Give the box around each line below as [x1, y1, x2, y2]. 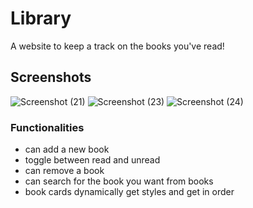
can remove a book [24, 165, 105, 177]
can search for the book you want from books [24, 175, 214, 187]
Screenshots [10, 69, 92, 86]
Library [10, 7, 72, 30]
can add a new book [24, 143, 110, 156]
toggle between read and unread [24, 154, 161, 166]
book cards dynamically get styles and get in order [24, 186, 235, 198]
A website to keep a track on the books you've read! [10, 40, 225, 52]
